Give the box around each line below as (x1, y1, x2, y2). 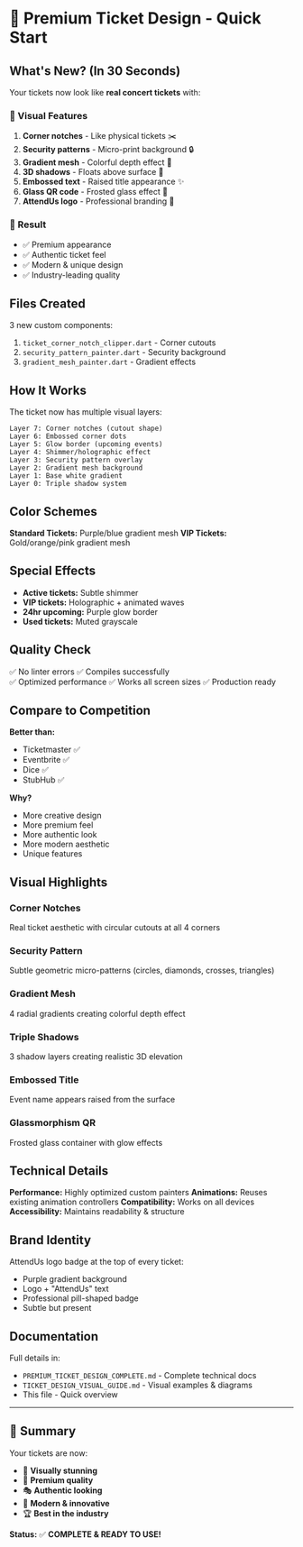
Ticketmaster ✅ (22, 744, 81, 755)
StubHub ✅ (22, 774, 65, 785)
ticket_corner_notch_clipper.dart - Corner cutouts (22, 337, 216, 348)
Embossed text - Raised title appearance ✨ (22, 176, 185, 188)
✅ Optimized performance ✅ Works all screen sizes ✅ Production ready (9, 676, 277, 687)
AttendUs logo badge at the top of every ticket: (9, 1257, 184, 1268)
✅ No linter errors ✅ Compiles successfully (9, 666, 170, 677)
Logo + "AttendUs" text (22, 1284, 110, 1295)
